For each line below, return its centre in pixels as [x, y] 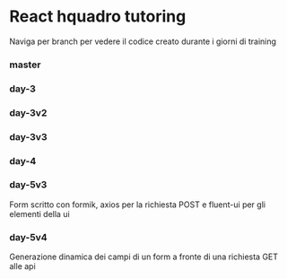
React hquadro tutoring [98, 17]
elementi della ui [39, 214]
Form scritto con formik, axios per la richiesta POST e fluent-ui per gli [138, 205]
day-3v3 [28, 136]
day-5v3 [28, 185]
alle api [22, 266]
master [25, 65]
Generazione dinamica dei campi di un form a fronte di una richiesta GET [144, 257]
